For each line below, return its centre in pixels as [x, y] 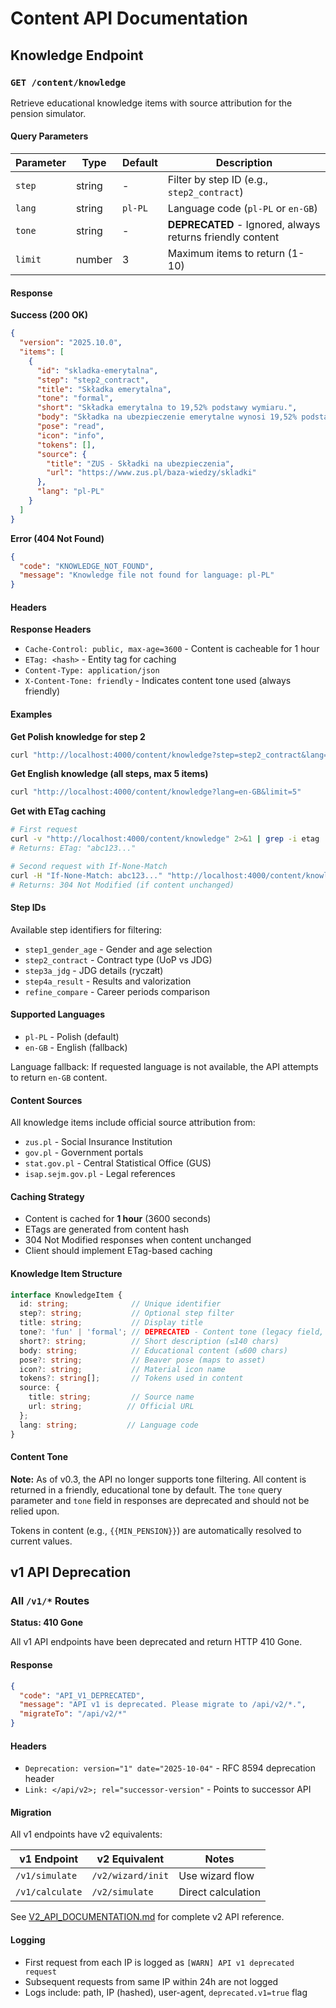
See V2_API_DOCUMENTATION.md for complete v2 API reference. [147, 1917]
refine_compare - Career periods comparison [117, 991]
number [94, 260]
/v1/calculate [49, 1892]
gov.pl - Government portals [84, 1153]
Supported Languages [58, 1014]
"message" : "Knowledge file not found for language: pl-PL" [147, 575]
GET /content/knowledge [68, 82]
